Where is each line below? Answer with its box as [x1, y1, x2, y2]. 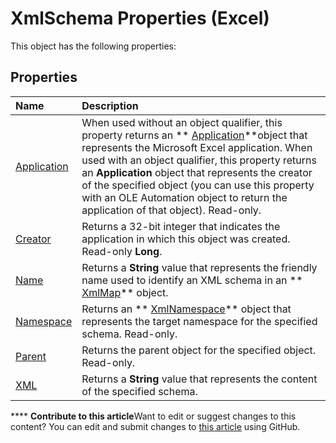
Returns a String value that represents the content [81, 372, 318, 386]
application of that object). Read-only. [81, 203, 262, 217]
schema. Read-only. [81, 327, 178, 341]
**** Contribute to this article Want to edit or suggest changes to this [10, 410, 297, 422]
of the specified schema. [81, 384, 198, 398]
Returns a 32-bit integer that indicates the [81, 219, 281, 233]
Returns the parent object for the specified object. [81, 343, 317, 357]
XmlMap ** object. [81, 285, 169, 299]
